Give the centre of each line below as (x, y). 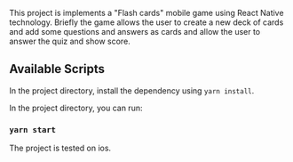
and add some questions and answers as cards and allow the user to (135, 32)
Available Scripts (57, 69)
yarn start (32, 130)
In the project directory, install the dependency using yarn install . (132, 90)
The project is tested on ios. (60, 148)
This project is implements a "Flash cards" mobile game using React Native (146, 13)
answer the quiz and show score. (70, 41)
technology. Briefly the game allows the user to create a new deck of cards (146, 22)
